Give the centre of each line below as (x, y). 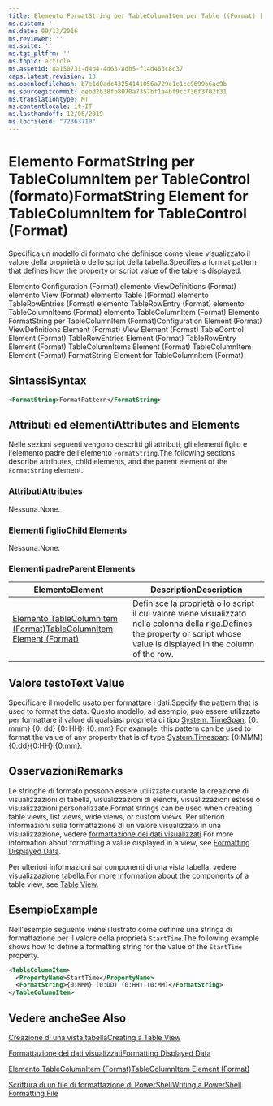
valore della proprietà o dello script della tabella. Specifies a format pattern (133, 261)
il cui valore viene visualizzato (190, 614)
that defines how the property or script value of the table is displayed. (125, 270)
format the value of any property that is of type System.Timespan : (119, 737)
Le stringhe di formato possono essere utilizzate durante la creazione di (129, 791)
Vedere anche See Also (67, 1018)
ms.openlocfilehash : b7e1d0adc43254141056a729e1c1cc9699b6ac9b (118, 84)
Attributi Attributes (45, 491)
